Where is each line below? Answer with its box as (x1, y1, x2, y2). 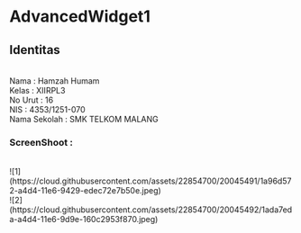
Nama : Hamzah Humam (9, 76, 100, 86)
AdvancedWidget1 (9, 6, 151, 27)
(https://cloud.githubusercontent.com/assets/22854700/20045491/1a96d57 (9, 175, 292, 186)
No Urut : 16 (9, 94, 54, 105)
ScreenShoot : (9, 136, 74, 148)
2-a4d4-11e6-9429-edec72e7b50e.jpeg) (9, 185, 162, 196)
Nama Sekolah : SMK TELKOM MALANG (9, 114, 160, 124)
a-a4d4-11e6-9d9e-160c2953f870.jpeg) (9, 214, 159, 225)
